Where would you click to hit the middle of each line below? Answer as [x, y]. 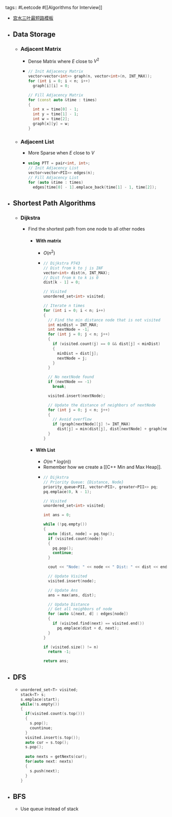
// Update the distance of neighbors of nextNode [102, 405]
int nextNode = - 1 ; [69, 330]
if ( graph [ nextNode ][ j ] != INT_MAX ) [92, 424]
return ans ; [56, 661]
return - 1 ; [59, 652]
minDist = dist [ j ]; [78, 353]
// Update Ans [63, 590]
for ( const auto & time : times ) [62, 100]
